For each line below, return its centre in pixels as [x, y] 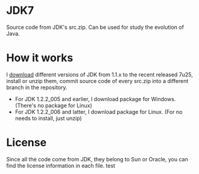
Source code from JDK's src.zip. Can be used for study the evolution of [95, 27]
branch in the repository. [37, 87]
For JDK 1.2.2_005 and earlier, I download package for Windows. [95, 99]
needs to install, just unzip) [49, 118]
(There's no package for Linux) [53, 105]
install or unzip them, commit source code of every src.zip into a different [97, 81]
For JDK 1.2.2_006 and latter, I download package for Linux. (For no [99, 111]
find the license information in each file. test [61, 166]
